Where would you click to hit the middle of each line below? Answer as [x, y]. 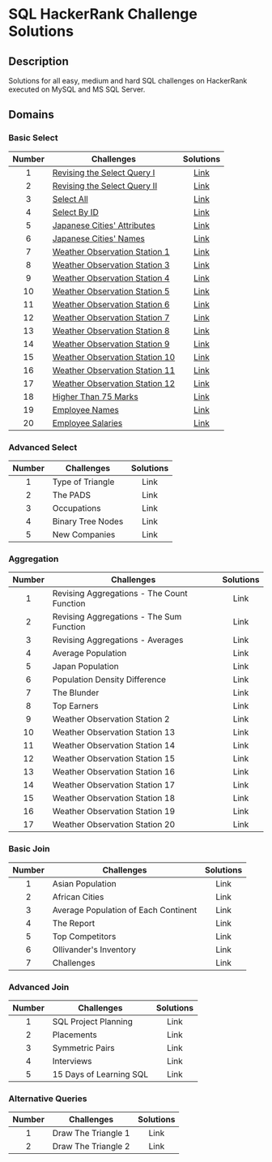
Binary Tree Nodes [88, 521]
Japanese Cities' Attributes [104, 225]
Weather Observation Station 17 [114, 785]
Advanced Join [39, 987]
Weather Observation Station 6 [111, 304]
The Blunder [76, 692]
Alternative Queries [48, 1098]
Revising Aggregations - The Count [120, 594]
